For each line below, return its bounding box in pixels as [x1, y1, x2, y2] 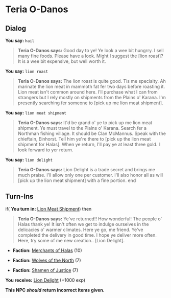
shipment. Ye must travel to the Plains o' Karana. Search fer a [17, 125, 147, 131]
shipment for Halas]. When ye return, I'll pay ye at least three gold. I [17, 142, 160, 147]
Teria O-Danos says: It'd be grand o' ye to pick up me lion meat [17, 120, 153, 126]
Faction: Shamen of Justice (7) [12, 267, 79, 273]
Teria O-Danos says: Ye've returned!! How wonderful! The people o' [17, 216, 162, 222]
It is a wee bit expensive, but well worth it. [17, 58, 106, 64]
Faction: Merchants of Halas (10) [12, 247, 83, 254]
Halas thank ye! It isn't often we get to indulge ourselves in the [17, 221, 149, 227]
